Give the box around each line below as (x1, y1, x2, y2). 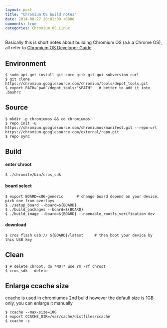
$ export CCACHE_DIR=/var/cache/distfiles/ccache (5, 314, 111, 319)
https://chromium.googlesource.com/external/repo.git (5, 129, 120, 134)
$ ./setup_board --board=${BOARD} (5, 203, 77, 208)
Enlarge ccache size (5, 282, 69, 290)
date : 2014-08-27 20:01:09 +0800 (5, 16, 75, 21)
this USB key (5, 237, 32, 242)
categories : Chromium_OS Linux (5, 26, 70, 31)
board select (5, 183, 32, 189)
